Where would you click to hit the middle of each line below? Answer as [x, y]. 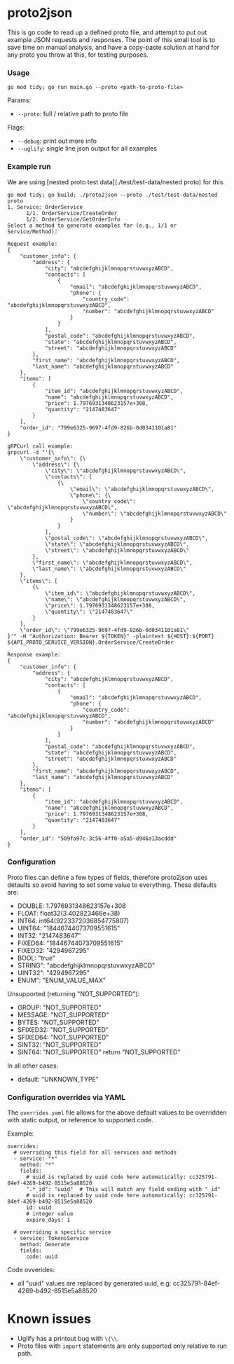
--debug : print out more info [57, 141]
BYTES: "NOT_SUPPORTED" [58, 1022]
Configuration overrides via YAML [67, 1097]
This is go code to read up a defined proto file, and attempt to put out [107, 32]
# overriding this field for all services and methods [95, 1153]
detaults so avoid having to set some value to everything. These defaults [112, 885]
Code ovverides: [31, 1270]
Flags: [16, 128]
